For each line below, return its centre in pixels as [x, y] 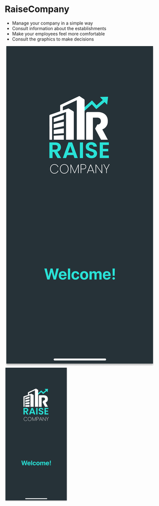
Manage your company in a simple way [52, 23]
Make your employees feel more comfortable [58, 34]
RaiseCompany [37, 9]
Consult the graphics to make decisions [53, 39]
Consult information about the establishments [59, 28]
